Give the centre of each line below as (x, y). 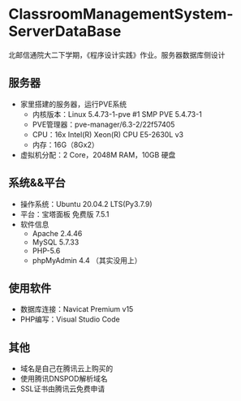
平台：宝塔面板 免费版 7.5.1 (65, 214)
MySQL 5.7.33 (56, 242)
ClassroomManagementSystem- (121, 14)
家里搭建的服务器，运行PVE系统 (73, 104)
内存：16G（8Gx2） (65, 144)
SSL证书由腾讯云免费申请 (62, 389)
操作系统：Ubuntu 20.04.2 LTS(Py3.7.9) (86, 204)
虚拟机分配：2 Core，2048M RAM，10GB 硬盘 (98, 154)
